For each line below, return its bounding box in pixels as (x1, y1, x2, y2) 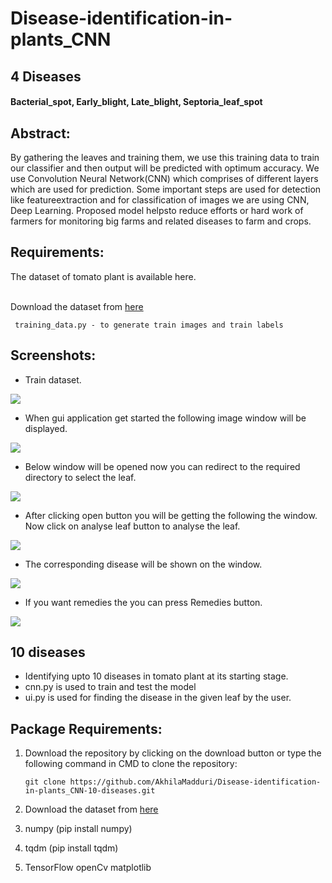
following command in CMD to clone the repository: (24, 758, 238, 770)
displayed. (24, 422, 68, 434)
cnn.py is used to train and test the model (24, 681, 197, 693)
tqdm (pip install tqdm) (24, 842, 119, 854)
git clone (24, 777, 67, 787)
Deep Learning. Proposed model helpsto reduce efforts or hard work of (10, 204, 304, 216)
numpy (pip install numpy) (24, 823, 133, 835)
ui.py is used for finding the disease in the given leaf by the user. (24, 692, 292, 704)
